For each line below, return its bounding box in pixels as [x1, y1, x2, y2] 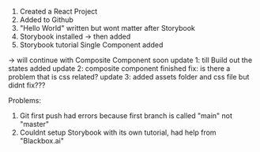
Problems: [8, 96, 42, 105]
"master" [19, 120, 50, 128]
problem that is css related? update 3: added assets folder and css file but [8, 72, 250, 81]
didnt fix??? [8, 80, 46, 90]
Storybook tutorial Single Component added [19, 40, 164, 50]
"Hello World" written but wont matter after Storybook [19, 24, 195, 32]
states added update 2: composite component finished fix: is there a [8, 64, 231, 73]
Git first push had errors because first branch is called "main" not [19, 111, 233, 120]
